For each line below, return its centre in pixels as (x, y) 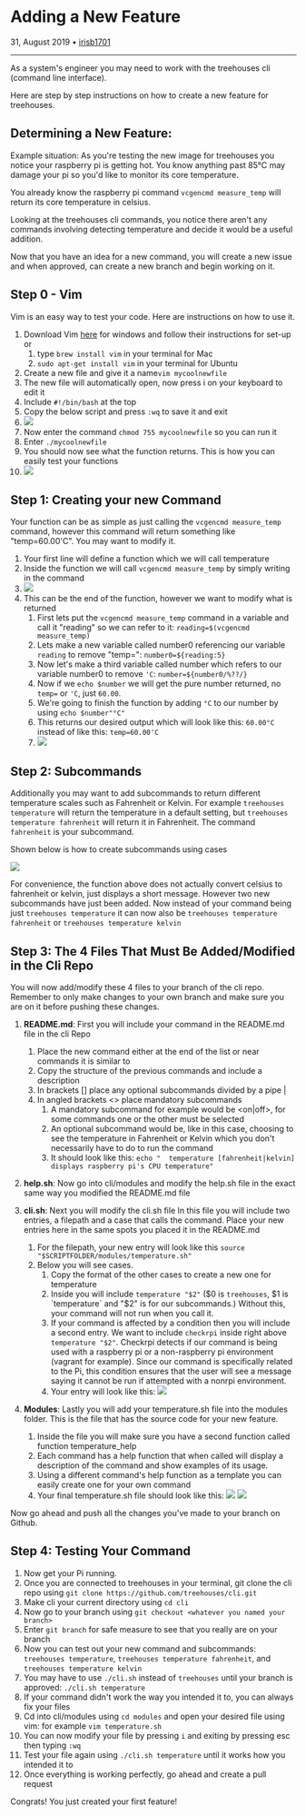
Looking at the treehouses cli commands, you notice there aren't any (139, 219)
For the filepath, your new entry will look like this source (141, 1247)
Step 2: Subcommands (76, 771)
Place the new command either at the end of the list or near (148, 1052)
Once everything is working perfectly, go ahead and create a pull (145, 1774)
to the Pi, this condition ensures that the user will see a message (171, 1371)
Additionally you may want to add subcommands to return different (136, 793)
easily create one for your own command (114, 1484)
